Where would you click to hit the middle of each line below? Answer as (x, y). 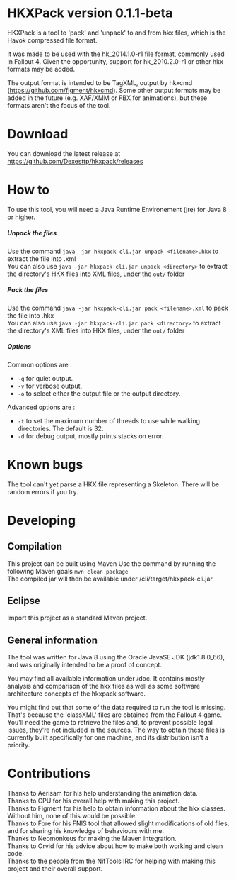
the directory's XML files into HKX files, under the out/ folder (96, 330)
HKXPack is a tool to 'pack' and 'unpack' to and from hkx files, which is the (117, 33)
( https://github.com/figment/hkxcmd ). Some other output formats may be (114, 90)
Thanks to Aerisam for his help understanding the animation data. (102, 793)
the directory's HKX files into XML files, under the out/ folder (96, 274)
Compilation (35, 546)
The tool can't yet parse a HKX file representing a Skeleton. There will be (113, 484)
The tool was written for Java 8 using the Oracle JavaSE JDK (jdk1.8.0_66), (116, 657)
